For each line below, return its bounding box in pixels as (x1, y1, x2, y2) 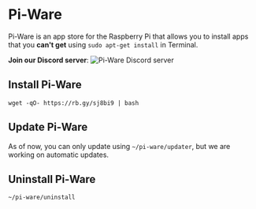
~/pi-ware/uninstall (8, 193, 76, 202)
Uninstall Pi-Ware (8, 172, 96, 186)
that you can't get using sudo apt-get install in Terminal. (8, 39, 198, 49)
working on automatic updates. (8, 150, 109, 159)
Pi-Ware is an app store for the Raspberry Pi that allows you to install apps (8, 32, 249, 41)
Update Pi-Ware (8, 121, 88, 134)
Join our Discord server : (8, 55, 89, 65)
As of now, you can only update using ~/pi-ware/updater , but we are (8, 141, 231, 151)
